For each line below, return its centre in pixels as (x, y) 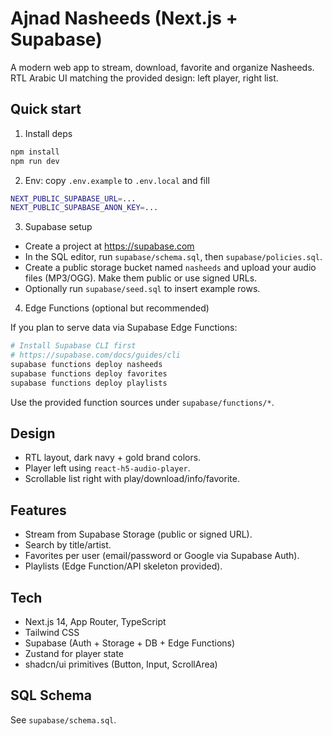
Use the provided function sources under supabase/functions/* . (142, 402)
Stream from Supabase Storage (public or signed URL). (138, 534)
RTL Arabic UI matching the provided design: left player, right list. (144, 78)
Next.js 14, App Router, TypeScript (95, 622)
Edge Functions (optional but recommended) (117, 308)
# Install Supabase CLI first (73, 346)
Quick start (46, 109)
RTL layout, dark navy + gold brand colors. (113, 458)
